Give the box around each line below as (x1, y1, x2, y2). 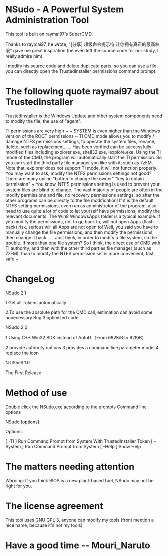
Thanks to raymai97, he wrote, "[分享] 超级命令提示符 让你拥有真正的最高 (5, 41, 155, 47)
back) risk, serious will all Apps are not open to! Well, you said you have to (5, 224, 159, 230)
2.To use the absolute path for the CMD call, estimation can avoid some (5, 309, 153, 315)
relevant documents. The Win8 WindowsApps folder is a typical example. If (5, 213, 160, 219)
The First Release (5, 369, 42, 376)
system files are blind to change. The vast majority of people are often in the (5, 187, 163, 193)
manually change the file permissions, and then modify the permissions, (5, 229, 154, 235)
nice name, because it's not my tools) (5, 522, 83, 528)
